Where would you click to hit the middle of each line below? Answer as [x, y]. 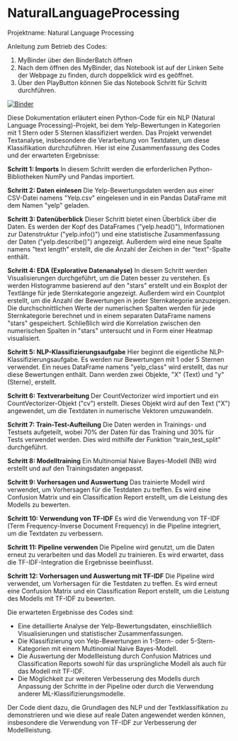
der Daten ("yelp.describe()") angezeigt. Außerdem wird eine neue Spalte [115, 242]
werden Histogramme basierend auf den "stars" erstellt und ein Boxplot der [118, 285]
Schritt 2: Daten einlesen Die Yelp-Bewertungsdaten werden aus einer [111, 190]
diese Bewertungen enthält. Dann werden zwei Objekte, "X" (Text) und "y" [116, 374]
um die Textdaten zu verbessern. [56, 533]
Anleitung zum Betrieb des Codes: [57, 46]
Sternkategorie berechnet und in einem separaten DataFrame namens [109, 315]
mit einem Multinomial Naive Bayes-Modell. [115, 648]
